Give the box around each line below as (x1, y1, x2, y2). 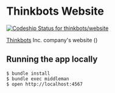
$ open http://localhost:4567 (6, 81, 83, 87)
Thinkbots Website (6, 4, 105, 18)
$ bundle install (6, 70, 51, 76)
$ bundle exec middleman (6, 75, 69, 82)
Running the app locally (6, 54, 98, 65)
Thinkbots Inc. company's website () (6, 36, 98, 43)
